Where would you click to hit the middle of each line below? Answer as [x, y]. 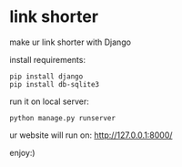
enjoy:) [22, 152]
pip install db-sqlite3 [55, 84]
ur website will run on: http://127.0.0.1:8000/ [91, 135]
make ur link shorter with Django [71, 42]
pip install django [46, 76]
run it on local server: [49, 101]
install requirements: [48, 59]
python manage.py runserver [63, 118]
